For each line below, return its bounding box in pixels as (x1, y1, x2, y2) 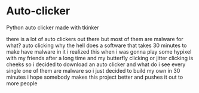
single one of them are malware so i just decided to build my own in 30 (6, 67, 180, 74)
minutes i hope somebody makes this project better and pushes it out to (6, 73, 183, 80)
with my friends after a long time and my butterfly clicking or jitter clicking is (6, 54, 194, 61)
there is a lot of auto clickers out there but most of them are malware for (6, 35, 183, 42)
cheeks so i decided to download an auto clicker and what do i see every (6, 61, 186, 68)
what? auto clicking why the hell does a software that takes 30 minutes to (6, 42, 187, 49)
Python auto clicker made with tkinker (6, 24, 100, 31)
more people (6, 79, 38, 87)
